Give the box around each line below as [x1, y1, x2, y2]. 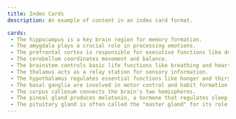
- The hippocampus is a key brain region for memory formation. [10, 36, 202, 43]
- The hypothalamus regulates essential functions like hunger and [10, 75, 212, 82]
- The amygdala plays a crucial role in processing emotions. [10, 43, 197, 50]
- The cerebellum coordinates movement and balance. [10, 55, 169, 63]
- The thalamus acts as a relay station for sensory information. [10, 68, 209, 76]
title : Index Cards [7, 10, 65, 17]
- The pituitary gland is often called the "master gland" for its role [10, 101, 228, 108]
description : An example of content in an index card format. [7, 17, 193, 24]
